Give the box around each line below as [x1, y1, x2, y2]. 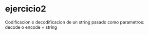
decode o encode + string [5, 24, 57, 30]
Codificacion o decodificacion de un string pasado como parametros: [5, 19, 145, 25]
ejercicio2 [5, 3, 46, 14]
